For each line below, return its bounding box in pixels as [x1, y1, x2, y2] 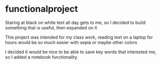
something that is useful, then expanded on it [5, 24, 97, 30]
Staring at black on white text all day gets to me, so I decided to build [5, 20, 146, 25]
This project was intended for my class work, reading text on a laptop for [5, 34, 153, 40]
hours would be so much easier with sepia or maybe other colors [5, 39, 137, 45]
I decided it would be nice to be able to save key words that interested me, [5, 49, 157, 55]
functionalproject [5, 3, 78, 15]
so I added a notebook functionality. [5, 54, 79, 60]
